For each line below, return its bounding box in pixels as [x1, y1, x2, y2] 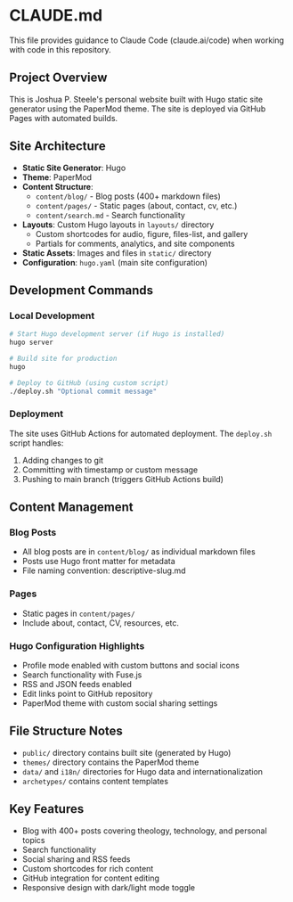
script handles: [9, 438, 64, 448]
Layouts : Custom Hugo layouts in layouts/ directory [21, 219, 215, 230]
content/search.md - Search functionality [35, 209, 185, 220]
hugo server [9, 338, 53, 348]
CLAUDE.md [9, 5, 103, 26]
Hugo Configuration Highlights [9, 639, 145, 652]
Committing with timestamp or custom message [21, 464, 199, 475]
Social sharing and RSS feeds [21, 853, 131, 865]
